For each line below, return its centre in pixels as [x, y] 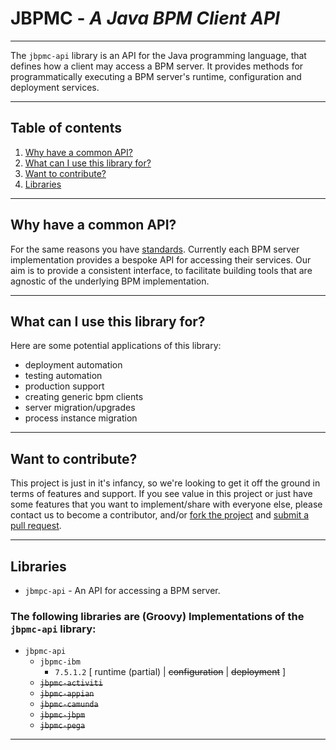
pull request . [36, 526]
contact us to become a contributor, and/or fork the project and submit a [160, 515]
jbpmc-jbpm [62, 715]
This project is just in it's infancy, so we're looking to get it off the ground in [165, 483]
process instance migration [81, 418]
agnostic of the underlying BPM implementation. [110, 281]
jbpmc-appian [67, 694]
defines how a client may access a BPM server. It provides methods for [157, 66]
